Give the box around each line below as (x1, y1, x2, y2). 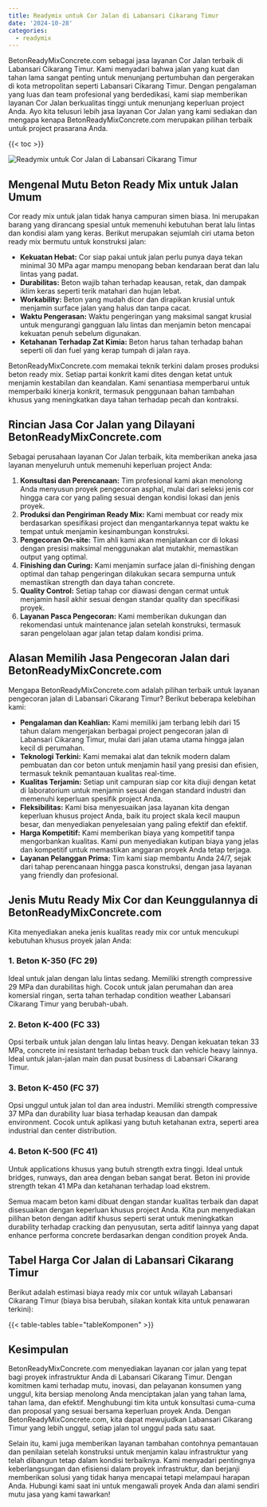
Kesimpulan (8, 1343, 69, 1356)
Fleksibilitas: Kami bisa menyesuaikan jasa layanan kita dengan (19, 802, 230, 812)
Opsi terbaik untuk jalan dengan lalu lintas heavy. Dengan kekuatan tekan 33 (8, 1037, 260, 1046)
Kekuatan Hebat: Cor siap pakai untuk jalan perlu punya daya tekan (19, 252, 243, 262)
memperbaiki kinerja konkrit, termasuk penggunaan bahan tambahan (8, 386, 235, 396)
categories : (8, 26, 48, 34)
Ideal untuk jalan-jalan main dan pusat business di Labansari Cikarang (8, 1054, 238, 1064)
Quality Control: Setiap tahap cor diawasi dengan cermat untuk (19, 586, 230, 595)
